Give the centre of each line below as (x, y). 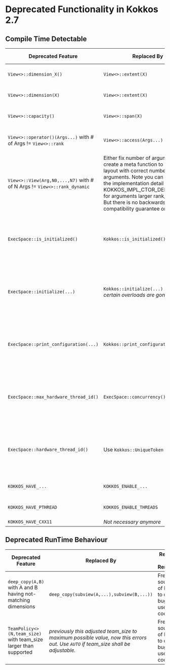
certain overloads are (129, 295)
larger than (21, 646)
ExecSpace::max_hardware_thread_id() (53, 397)
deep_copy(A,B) (26, 581)
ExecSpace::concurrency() (135, 397)
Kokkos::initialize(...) (133, 289)
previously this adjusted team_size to (93, 631)
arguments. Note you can (133, 177)
